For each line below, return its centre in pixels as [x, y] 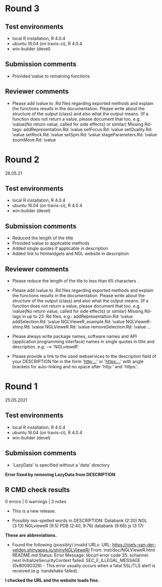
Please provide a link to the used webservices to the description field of [84, 356]
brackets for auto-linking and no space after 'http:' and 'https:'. [75, 367]
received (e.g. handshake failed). [45, 571]
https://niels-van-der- [134, 545]
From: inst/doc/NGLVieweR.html [123, 550]
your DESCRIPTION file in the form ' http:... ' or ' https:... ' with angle [78, 361]
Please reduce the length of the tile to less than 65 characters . [75, 281]
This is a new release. [34, 511]
